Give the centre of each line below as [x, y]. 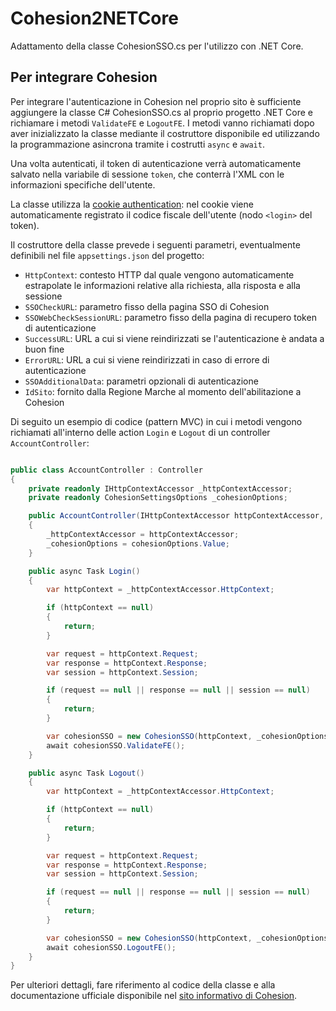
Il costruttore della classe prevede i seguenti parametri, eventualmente [155, 244]
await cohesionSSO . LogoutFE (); [111, 947]
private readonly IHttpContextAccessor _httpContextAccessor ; [160, 488]
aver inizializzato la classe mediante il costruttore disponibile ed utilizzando [165, 133]
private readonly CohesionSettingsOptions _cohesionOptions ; [158, 498]
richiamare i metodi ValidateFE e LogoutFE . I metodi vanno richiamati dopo [162, 123]
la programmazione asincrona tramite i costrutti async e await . [137, 144]
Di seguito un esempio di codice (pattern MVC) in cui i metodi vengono [156, 421]
